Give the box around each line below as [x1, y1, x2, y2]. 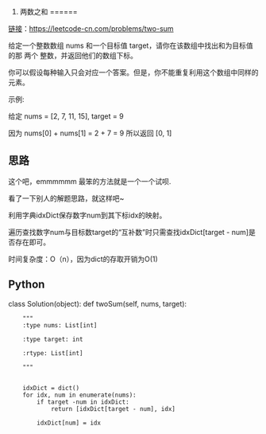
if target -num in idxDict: [37, 397, 129, 406]
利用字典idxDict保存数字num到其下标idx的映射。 [8, 210, 167, 220]
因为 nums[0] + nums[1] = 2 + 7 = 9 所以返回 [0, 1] [8, 128, 172, 138]
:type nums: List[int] [22, 321, 98, 329]
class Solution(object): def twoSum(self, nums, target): [8, 299, 187, 308]
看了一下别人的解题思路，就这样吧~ [8, 194, 125, 203]
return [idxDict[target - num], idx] [50, 405, 176, 412]
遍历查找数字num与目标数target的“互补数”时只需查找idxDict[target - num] [8, 227, 249, 237]
